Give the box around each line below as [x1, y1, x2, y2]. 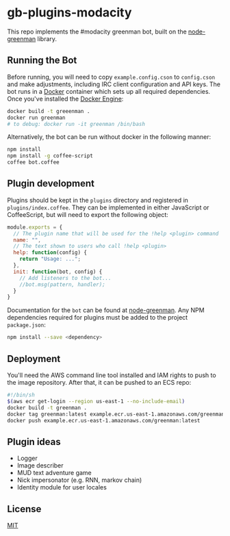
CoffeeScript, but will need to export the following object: [7, 210, 169, 218]
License [7, 503, 42, 515]
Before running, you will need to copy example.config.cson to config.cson [7, 73, 216, 81]
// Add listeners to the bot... [19, 275, 112, 281]
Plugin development [7, 178, 94, 190]
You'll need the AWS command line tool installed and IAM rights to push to [7, 371, 217, 379]
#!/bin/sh [7, 392, 36, 398]
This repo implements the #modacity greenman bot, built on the [7, 27, 187, 36]
